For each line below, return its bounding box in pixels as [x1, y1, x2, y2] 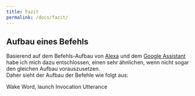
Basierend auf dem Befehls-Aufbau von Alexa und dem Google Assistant [6, 52, 186, 60]
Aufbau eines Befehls [6, 37, 89, 47]
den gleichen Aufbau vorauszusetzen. [6, 65, 100, 73]
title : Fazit [6, 8, 39, 15]
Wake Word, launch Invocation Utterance [6, 83, 108, 91]
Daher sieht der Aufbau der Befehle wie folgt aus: [6, 71, 129, 79]
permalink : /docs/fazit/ [6, 14, 68, 20]
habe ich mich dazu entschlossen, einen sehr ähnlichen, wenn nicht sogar [6, 59, 190, 66]
